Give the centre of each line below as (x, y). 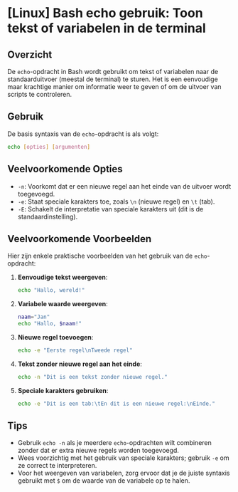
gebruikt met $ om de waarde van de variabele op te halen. (104, 481)
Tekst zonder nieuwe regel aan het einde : (80, 364)
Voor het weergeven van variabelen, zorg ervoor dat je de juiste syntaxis (124, 473)
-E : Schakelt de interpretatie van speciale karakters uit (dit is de (110, 209)
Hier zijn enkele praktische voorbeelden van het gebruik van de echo (107, 256)
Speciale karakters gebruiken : (63, 390)
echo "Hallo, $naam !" (50, 324)
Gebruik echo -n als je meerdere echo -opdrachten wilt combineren (114, 443)
